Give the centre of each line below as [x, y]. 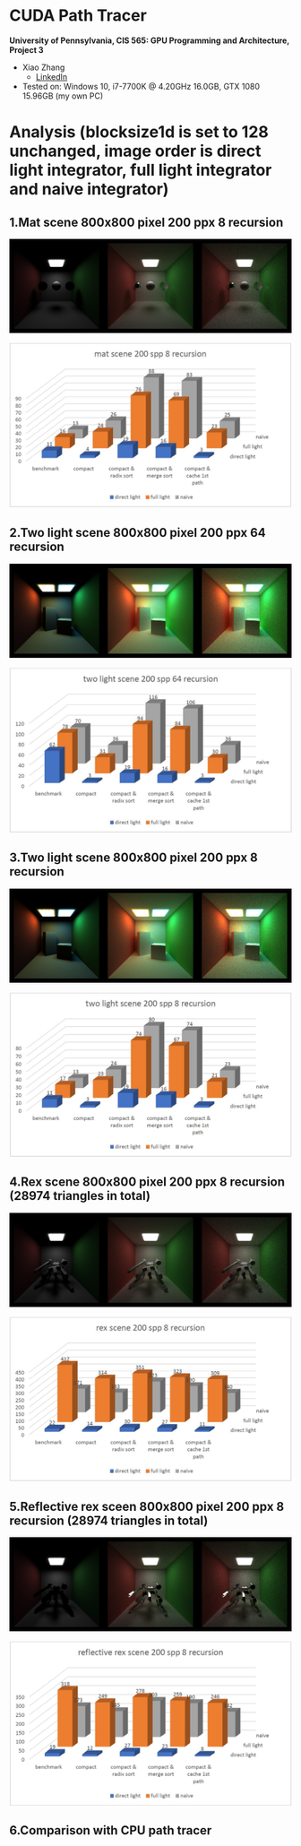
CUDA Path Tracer [78, 16]
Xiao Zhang [43, 67]
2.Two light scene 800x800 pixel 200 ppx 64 [138, 533]
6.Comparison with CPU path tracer [111, 1830]
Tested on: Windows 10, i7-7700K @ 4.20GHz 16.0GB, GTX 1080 [141, 86]
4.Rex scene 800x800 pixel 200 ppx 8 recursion [147, 1182]
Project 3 [26, 49]
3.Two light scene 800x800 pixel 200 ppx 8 [133, 858]
